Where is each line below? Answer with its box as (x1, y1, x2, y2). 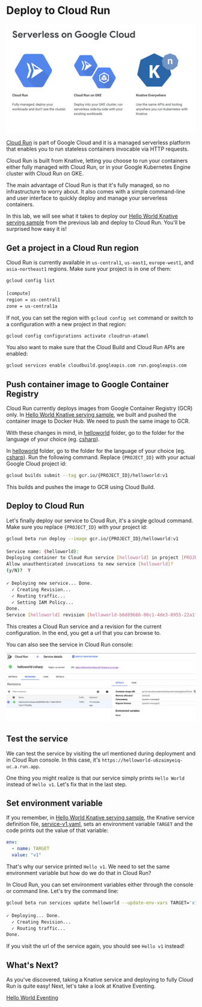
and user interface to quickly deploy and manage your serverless (6, 194, 168, 202)
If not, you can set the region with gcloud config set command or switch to (6, 314, 194, 321)
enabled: (6, 350, 28, 358)
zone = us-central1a (6, 303, 58, 309)
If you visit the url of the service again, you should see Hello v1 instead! (6, 942, 185, 950)
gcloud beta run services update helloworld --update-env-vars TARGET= (6, 900, 189, 906)
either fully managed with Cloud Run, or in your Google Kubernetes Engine (6, 163, 191, 171)
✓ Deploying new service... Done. (6, 580, 93, 586)
